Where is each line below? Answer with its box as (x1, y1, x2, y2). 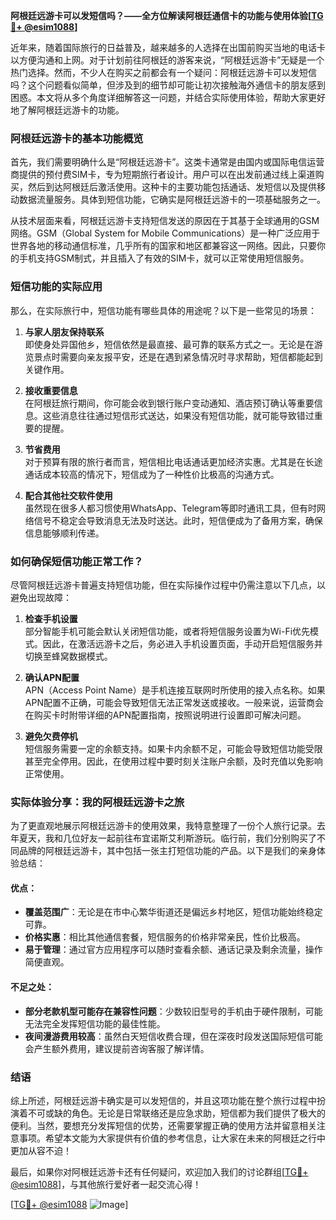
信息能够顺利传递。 (24, 527, 105, 539)
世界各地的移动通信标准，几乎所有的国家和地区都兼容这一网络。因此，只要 (10, 240, 317, 252)
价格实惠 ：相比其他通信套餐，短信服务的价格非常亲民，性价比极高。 (24, 931, 306, 943)
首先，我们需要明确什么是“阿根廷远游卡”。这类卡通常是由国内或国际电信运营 (10, 156, 325, 168)
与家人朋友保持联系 (24, 325, 105, 338)
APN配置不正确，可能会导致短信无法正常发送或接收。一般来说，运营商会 (24, 696, 324, 708)
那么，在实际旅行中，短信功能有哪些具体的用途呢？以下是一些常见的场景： (10, 304, 317, 316)
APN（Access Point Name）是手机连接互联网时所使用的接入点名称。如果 (24, 684, 326, 696)
